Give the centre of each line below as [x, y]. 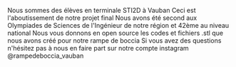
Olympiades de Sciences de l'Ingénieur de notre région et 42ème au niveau [118, 25]
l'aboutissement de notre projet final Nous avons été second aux [102, 18]
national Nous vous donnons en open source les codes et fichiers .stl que [115, 33]
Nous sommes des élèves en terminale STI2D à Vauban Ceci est [102, 10]
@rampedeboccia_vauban [46, 56]
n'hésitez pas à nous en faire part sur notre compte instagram [98, 48]
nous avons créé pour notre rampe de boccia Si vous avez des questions [114, 41]
